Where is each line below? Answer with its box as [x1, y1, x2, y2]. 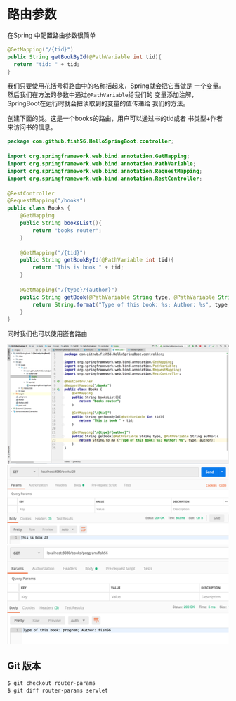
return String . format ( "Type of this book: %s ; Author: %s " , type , [32, 301, 231, 308]
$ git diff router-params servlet [7, 687, 109, 694]
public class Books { [7, 205, 71, 212]
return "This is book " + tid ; [32, 264, 124, 271]
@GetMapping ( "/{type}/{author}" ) [20, 286, 118, 293]
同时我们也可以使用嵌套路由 [7, 330, 88, 338]
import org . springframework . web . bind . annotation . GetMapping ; [7, 153, 190, 160]
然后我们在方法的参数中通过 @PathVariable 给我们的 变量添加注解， [7, 91, 198, 99]
